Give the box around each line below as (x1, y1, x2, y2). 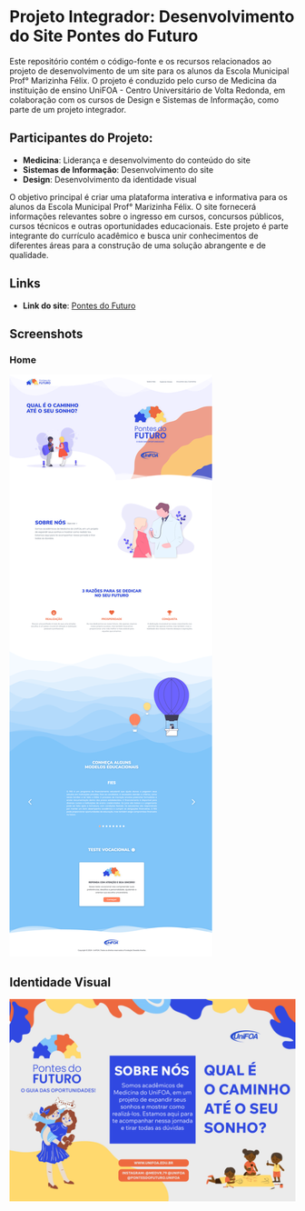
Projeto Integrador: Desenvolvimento (9, 6, 295, 27)
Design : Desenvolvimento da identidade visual (22, 174, 197, 185)
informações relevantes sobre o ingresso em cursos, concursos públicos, (9, 211, 284, 222)
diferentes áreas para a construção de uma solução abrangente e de (9, 239, 266, 251)
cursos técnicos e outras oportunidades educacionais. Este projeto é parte (9, 220, 289, 231)
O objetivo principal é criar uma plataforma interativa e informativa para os (9, 191, 288, 202)
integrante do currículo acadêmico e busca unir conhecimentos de (9, 230, 259, 241)
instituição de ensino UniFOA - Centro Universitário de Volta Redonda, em (9, 85, 286, 95)
